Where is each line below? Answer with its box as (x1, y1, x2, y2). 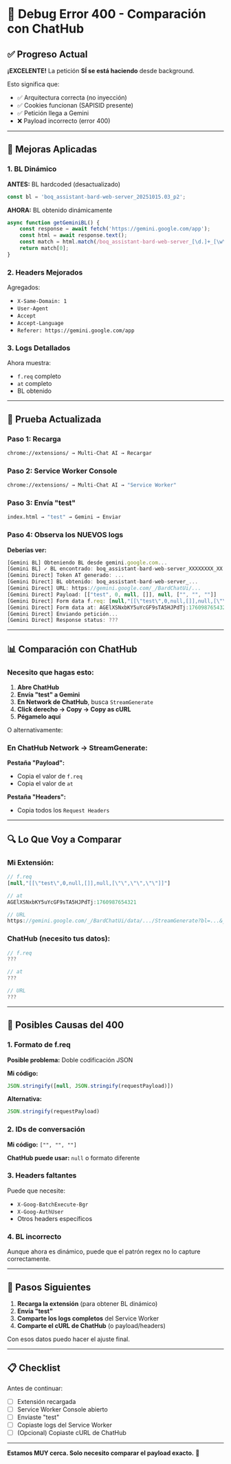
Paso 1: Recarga (7, 434, 62, 444)
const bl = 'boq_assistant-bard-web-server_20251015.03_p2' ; (7, 193, 186, 200)
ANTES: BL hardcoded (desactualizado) (7, 179, 121, 188)
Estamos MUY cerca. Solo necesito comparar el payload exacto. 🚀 (7, 1449, 200, 1457)
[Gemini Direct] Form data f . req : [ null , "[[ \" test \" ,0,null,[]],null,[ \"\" (7, 597, 229, 605)
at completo (16, 380, 52, 388)
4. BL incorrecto (7, 1231, 62, 1241)
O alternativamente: (7, 726, 63, 734)
